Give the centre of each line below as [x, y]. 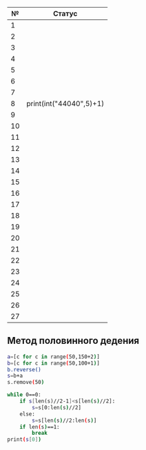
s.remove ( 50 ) [26, 382]
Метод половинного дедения [73, 341]
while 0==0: [24, 395]
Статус [65, 13]
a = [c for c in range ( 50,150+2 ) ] [53, 357]
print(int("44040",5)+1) [65, 104]
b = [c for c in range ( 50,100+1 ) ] [53, 363]
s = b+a [15, 376]
